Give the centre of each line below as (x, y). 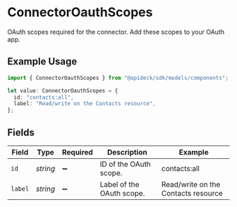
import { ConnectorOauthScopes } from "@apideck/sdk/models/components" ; (118, 78)
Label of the (120, 184)
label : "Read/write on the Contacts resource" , (85, 104)
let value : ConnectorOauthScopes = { (63, 90)
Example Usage (42, 62)
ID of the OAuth (126, 164)
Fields (21, 132)
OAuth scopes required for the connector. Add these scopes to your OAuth (116, 32)
